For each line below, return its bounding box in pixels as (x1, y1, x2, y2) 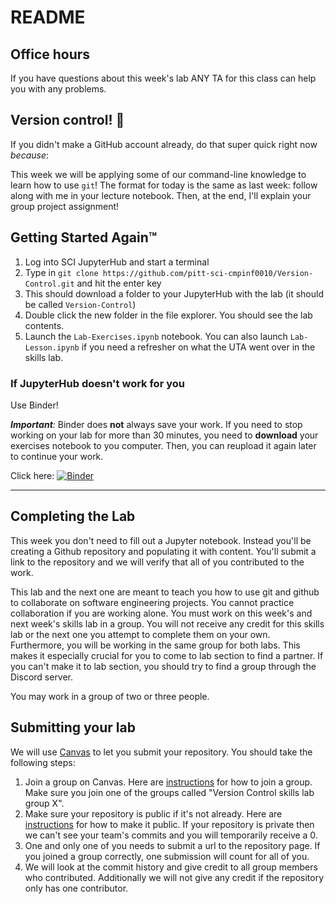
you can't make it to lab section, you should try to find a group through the (10, 660, 317, 672)
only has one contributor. (24, 882, 129, 894)
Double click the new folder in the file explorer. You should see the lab (24, 309, 313, 321)
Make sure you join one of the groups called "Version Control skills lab (24, 786, 315, 798)
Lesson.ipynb (24, 342, 80, 353)
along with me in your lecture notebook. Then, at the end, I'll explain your (10, 189, 312, 201)
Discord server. (10, 671, 74, 683)
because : (10, 149, 50, 161)
